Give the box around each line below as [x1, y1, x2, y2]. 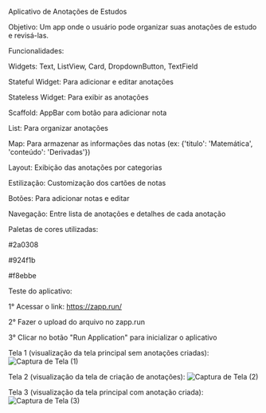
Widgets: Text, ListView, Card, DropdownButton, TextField [8, 61, 198, 71]
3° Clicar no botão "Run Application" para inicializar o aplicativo [8, 332, 217, 342]
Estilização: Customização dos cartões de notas [8, 179, 166, 187]
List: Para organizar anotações [8, 124, 109, 132]
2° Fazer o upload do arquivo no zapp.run [8, 317, 146, 326]
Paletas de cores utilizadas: [8, 225, 99, 234]
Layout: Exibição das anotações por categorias [8, 163, 162, 172]
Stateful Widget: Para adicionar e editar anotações [8, 77, 174, 86]
